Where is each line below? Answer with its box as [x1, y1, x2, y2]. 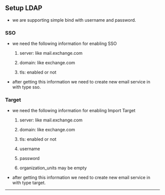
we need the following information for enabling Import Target [12, 108, 136, 114]
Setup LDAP [5, 4, 43, 12]
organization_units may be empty [19, 165, 87, 171]
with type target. [12, 180, 46, 186]
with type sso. [12, 84, 41, 90]
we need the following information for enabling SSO [12, 40, 117, 46]
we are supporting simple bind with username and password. [12, 17, 137, 23]
